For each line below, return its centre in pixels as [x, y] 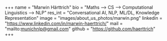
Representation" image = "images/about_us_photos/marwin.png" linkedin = [84, 18]
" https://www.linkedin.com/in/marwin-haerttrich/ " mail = [64, 23]
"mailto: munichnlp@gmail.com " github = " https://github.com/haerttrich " [80, 29]
